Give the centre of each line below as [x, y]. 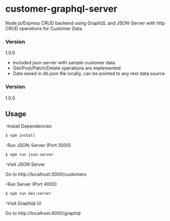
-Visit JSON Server [25, 164]
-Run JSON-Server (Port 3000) [38, 145]
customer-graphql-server [61, 9]
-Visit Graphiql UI [23, 203]
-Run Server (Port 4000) [31, 184]
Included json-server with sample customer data [64, 63]
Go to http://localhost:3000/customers [46, 175]
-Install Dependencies [29, 126]
